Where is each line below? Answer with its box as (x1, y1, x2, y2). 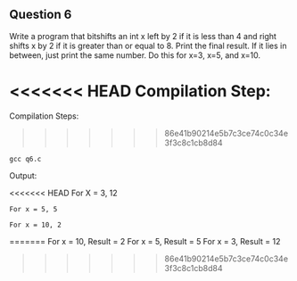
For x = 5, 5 (9, 204, 58, 213)
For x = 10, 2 (9, 220, 62, 229)
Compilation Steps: (9, 111, 79, 121)
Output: (9, 169, 37, 181)
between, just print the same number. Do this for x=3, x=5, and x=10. (9, 49, 261, 61)
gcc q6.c (9, 154, 42, 163)
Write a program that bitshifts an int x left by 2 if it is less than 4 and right (9, 30, 276, 41)
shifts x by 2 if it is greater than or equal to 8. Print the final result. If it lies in (9, 40, 287, 51)
